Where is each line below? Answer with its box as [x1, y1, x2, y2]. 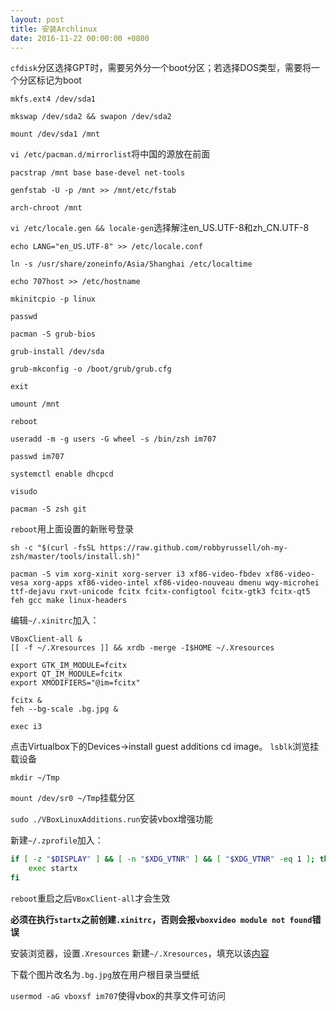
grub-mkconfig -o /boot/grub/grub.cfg [10, 364, 172, 375]
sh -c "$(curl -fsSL [10, 543, 97, 553]
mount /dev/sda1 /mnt [10, 129, 101, 140]
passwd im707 [10, 452, 65, 462]
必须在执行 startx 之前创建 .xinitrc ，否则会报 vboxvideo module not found [10, 914, 313, 925]
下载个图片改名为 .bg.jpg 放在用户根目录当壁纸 [10, 969, 200, 980]
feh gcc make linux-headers [10, 596, 128, 606]
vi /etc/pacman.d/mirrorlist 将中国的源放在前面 [10, 148, 211, 160]
